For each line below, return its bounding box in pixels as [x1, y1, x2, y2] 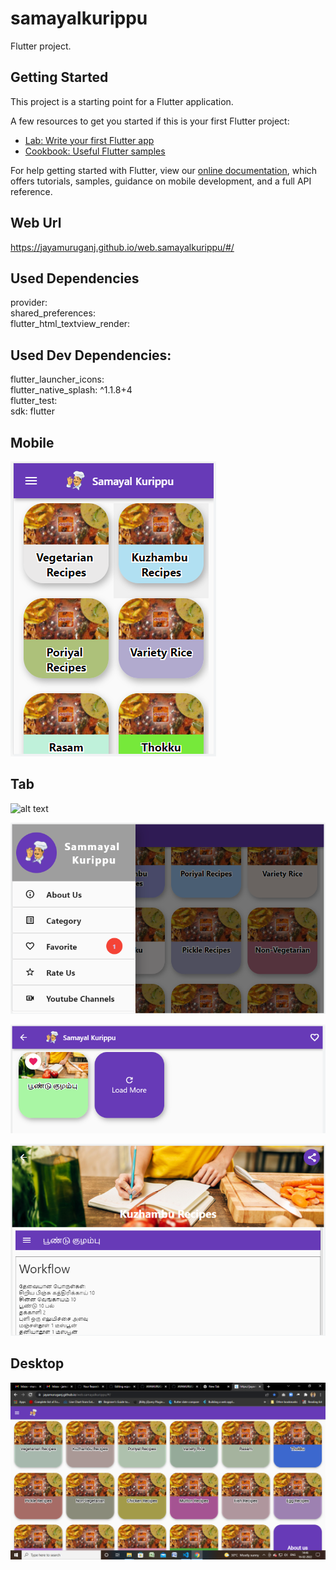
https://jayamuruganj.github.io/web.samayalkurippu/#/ [10, 241, 235, 253]
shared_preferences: [10, 307, 96, 319]
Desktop [10, 1355, 65, 1372]
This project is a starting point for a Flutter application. [10, 95, 234, 107]
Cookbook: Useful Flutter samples [24, 145, 166, 157]
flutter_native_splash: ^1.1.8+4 [10, 384, 133, 396]
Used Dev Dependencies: [10, 347, 172, 364]
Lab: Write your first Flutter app [24, 134, 155, 146]
